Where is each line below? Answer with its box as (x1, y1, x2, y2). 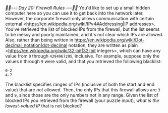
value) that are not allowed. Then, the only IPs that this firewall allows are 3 (5, 87, 160, 93)
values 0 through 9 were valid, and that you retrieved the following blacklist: (5, 59, 162, 64)
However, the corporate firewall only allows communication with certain (5, 16, 154, 21)
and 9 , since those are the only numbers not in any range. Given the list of (5, 92, 159, 98)
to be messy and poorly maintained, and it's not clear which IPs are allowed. (5, 32, 164, 37)
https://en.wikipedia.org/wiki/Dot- (74, 37, 145, 43)
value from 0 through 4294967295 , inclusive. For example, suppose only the (5, 53, 160, 59)
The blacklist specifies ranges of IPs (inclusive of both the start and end (5, 81, 155, 87)
